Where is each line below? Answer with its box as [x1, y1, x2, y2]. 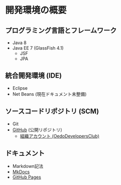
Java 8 [12, 40, 26, 46]
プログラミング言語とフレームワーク [5, 26, 117, 35]
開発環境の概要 [5, 5, 67, 16]
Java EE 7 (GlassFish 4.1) [12, 45, 64, 51]
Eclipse [12, 85, 28, 91]
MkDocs [12, 169, 30, 175]
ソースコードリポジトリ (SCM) [5, 107, 99, 116]
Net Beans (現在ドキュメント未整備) [12, 91, 87, 97]
